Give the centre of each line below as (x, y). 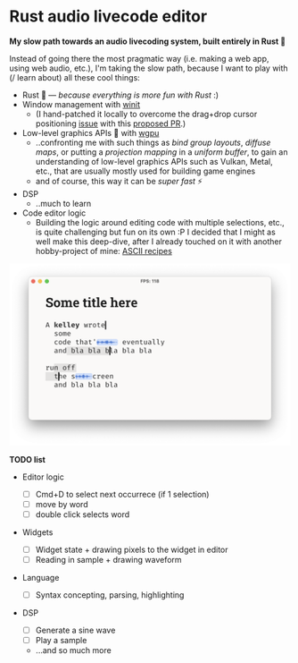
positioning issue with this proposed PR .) (111, 123)
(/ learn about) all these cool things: (74, 77)
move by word (62, 504)
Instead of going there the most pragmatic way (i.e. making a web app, (139, 58)
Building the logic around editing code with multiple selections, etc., (160, 222)
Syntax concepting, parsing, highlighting (110, 595)
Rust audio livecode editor (108, 17)
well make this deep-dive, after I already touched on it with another (159, 241)
